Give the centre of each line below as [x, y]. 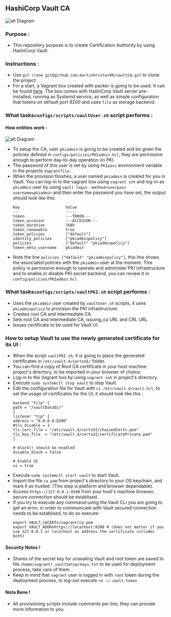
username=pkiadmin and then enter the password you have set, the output [89, 192]
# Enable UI [25, 461]
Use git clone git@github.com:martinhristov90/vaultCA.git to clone [86, 75]
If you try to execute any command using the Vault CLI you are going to [88, 502]
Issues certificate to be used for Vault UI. [56, 325]
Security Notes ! [23, 547]
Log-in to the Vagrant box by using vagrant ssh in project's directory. [85, 378]
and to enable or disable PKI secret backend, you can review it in [81, 273]
